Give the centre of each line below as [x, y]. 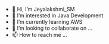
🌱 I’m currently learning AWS [47, 22]
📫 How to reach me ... [39, 35]
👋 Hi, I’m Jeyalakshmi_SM [43, 9]
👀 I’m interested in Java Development [57, 15]
